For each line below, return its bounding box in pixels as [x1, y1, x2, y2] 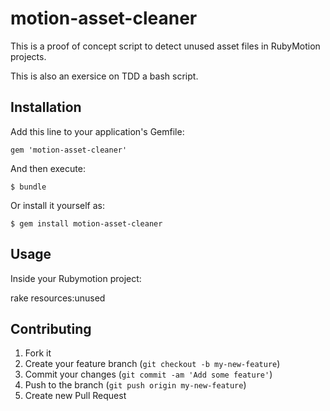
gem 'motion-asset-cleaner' [10, 145, 128, 155]
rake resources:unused [10, 292, 106, 304]
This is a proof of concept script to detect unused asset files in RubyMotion [10, 40, 321, 52]
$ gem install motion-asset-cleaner [10, 218, 163, 229]
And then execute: [10, 162, 86, 174]
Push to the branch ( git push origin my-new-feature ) [24, 379, 247, 391]
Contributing [10, 320, 92, 337]
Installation [10, 99, 82, 116]
